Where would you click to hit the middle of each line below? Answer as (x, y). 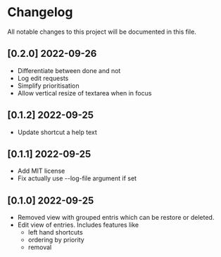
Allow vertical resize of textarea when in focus (84, 93)
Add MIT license (41, 171)
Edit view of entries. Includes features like (78, 225)
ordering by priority (56, 240)
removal (40, 247)
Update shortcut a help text (57, 132)
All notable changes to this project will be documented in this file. (102, 32)
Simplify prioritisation (48, 86)
